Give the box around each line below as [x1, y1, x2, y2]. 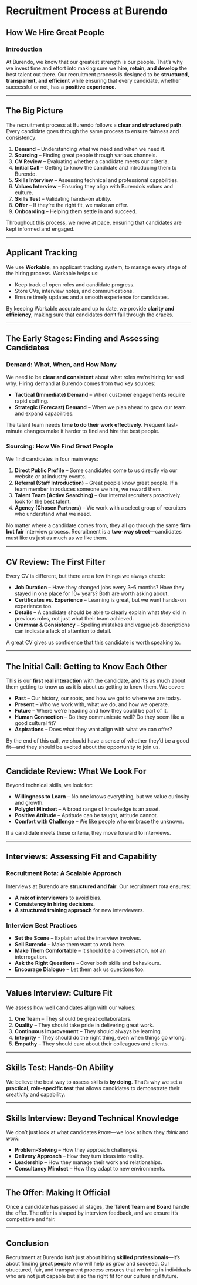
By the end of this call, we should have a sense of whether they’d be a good [6, 737, 189, 744]
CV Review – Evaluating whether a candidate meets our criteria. [14, 157, 169, 165]
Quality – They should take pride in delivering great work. [14, 1021, 154, 1028]
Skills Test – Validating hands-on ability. [14, 195, 112, 202]
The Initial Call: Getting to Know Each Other [6, 662, 168, 672]
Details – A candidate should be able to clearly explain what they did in [14, 609, 186, 616]
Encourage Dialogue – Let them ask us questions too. [14, 966, 145, 973]
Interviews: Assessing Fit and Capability [6, 852, 157, 862]
